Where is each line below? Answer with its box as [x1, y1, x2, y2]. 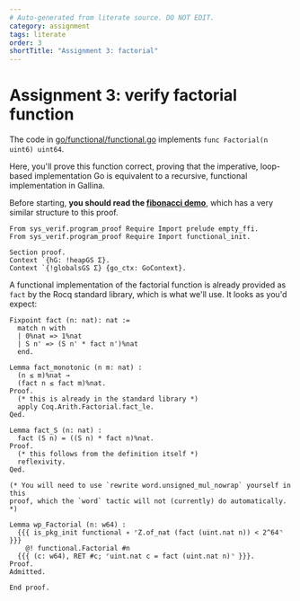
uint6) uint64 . [9, 144, 65, 155]
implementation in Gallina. [9, 181, 105, 191]
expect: [9, 298, 38, 310]
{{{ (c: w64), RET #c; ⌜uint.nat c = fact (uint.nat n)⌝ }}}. [17, 552, 255, 561]
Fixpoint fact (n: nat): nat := [9, 316, 130, 325]
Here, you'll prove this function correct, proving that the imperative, [9, 161, 259, 172]
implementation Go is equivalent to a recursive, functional [34, 171, 248, 181]
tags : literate [9, 30, 66, 39]
